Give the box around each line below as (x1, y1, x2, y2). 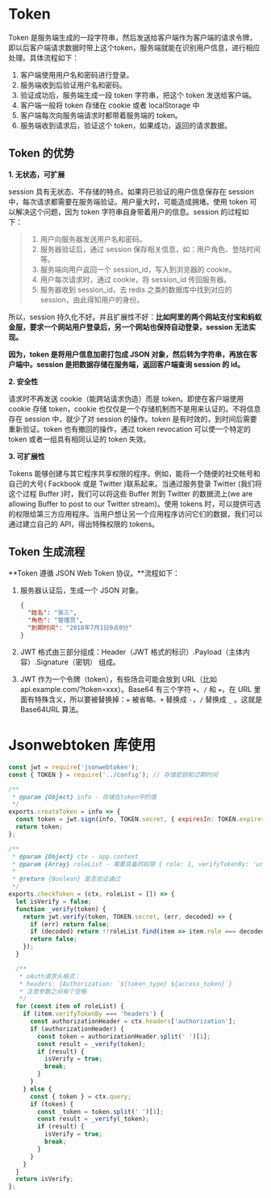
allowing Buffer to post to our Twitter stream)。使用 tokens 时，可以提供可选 (8, 499, 261, 508)
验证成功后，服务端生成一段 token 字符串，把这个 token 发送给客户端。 (19, 90, 256, 99)
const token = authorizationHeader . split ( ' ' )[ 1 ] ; (37, 1032, 211, 1040)
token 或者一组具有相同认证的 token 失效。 (8, 434, 151, 444)
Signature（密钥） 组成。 (35, 656, 120, 667)
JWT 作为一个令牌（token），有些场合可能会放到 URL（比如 (19, 674, 218, 684)
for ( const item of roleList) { (15, 1002, 125, 1010)
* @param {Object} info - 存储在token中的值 (11, 793, 157, 801)
